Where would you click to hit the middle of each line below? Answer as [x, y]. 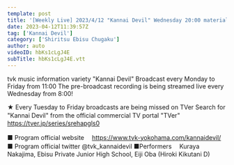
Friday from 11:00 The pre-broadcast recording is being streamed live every [116, 86]
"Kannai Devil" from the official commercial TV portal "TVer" [94, 115]
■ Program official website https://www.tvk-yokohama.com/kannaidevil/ [114, 137]
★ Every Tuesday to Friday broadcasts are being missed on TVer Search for [116, 107]
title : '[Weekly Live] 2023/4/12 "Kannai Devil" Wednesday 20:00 [104, 20]
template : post [29, 14]
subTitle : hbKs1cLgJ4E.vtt [46, 59]
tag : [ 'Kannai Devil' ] [40, 33]
